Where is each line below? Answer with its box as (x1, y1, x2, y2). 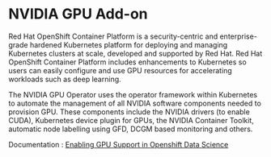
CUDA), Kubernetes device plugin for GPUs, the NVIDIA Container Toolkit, (8, 115, 255, 125)
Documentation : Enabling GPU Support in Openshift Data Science (8, 139, 229, 149)
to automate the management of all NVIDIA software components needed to (8, 98, 261, 108)
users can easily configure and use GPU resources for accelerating (8, 65, 232, 75)
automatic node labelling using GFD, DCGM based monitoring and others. (8, 124, 253, 134)
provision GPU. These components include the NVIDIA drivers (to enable (8, 106, 251, 117)
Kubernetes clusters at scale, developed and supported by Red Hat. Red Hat (8, 48, 263, 58)
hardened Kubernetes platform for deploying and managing (29, 39, 228, 49)
